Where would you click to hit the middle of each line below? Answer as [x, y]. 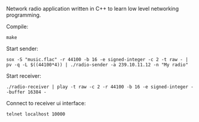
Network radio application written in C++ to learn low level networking [93, 9]
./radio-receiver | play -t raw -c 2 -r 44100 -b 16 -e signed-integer [97, 87]
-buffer [16, 92]
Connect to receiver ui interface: [46, 103]
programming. [24, 15]
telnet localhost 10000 [36, 114]
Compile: [17, 27]
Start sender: [22, 48]
